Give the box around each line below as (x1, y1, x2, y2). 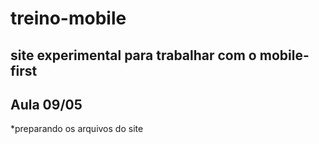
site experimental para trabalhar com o (10, 47, 257, 64)
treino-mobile (10, 7, 127, 30)
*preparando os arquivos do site (10, 123, 144, 135)
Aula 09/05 (10, 96, 83, 113)
